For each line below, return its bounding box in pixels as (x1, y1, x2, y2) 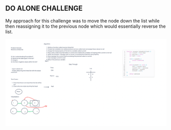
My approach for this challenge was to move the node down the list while (5, 17, 160, 24)
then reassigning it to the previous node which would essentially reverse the (5, 23, 166, 29)
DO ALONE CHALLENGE (5, 4, 83, 13)
